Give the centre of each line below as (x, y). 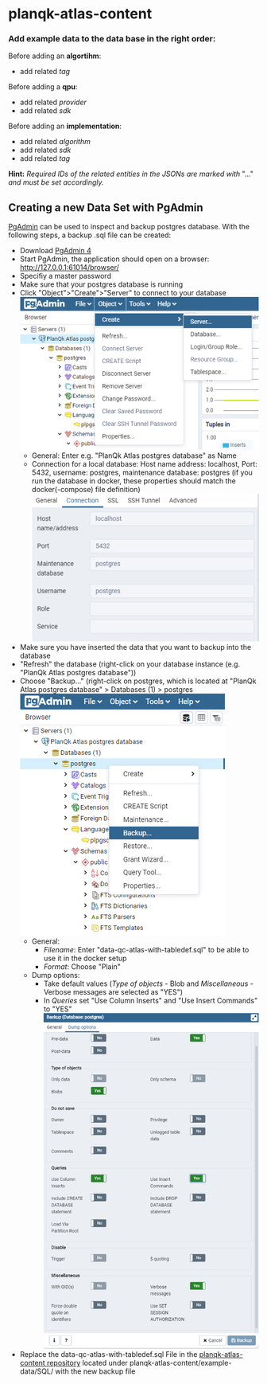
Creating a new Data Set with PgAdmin (106, 207)
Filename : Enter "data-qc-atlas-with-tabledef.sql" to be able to (146, 950)
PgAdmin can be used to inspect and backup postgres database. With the (129, 227)
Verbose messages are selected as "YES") (113, 992)
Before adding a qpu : (43, 87)
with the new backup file (95, 1371)
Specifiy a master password (65, 276)
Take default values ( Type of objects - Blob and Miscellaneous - (149, 983)
